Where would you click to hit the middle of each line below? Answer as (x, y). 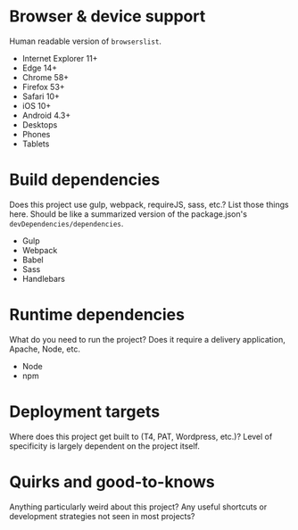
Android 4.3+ (46, 115)
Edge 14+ (40, 68)
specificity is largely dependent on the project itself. (105, 446)
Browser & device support (108, 17)
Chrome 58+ (46, 77)
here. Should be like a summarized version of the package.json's (128, 214)
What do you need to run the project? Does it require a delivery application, (147, 339)
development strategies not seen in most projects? (102, 516)
